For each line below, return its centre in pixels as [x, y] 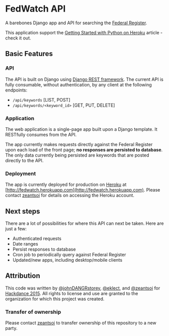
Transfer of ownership [33, 312]
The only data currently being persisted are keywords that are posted [77, 155]
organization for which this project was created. [55, 299]
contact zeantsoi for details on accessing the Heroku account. [70, 196]
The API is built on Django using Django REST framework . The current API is [84, 79]
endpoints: [16, 90]
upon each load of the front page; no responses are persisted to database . [84, 150]
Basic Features [29, 54]
